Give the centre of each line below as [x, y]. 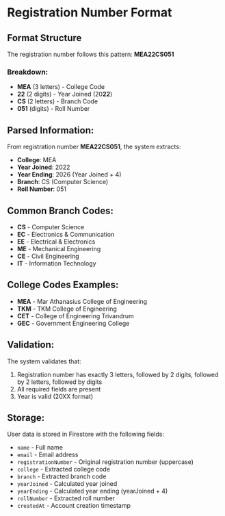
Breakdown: [28, 72]
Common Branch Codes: [61, 210]
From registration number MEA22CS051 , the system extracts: [94, 147]
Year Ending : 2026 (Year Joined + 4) [69, 175]
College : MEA [37, 160]
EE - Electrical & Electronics [56, 242]
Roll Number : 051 [42, 189]
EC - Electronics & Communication [66, 234]
